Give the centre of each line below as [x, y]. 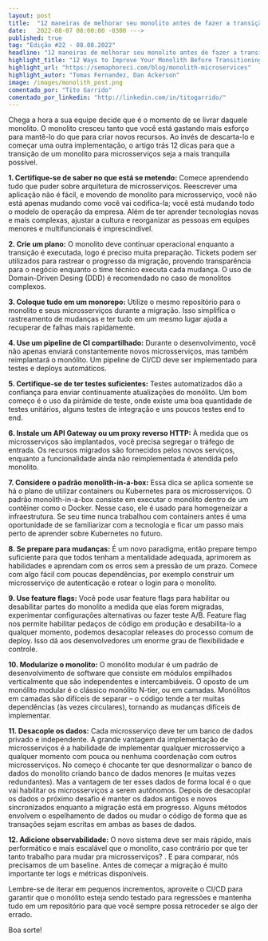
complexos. [27, 287]
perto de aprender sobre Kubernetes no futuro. [86, 534]
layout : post [30, 16]
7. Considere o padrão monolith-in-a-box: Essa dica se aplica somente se [131, 483]
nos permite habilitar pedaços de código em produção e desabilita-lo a [125, 624]
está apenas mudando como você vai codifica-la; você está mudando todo [132, 204]
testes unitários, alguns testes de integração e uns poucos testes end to [127, 409]
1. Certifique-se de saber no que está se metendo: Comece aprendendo [128, 178]
